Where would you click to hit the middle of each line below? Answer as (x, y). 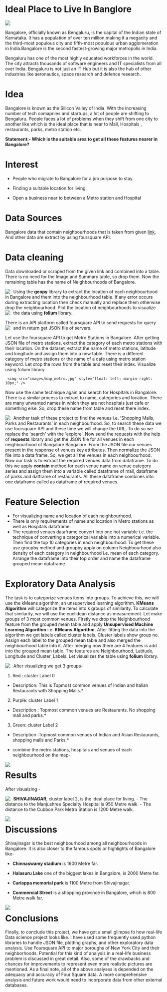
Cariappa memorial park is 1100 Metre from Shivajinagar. (71, 883)
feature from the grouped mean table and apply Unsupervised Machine (79, 624)
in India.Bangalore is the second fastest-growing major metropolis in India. (82, 48)
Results (21, 775)
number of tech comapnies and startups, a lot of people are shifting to (77, 113)
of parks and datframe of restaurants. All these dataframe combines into (80, 476)
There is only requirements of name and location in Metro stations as (83, 521)
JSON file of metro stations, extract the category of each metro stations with (84, 343)
